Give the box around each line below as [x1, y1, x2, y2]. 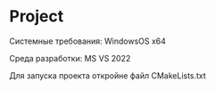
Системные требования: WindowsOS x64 [9, 36, 167, 46]
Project [9, 6, 64, 27]
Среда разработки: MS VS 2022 [9, 53, 131, 63]
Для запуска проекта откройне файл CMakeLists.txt [9, 70, 207, 81]
